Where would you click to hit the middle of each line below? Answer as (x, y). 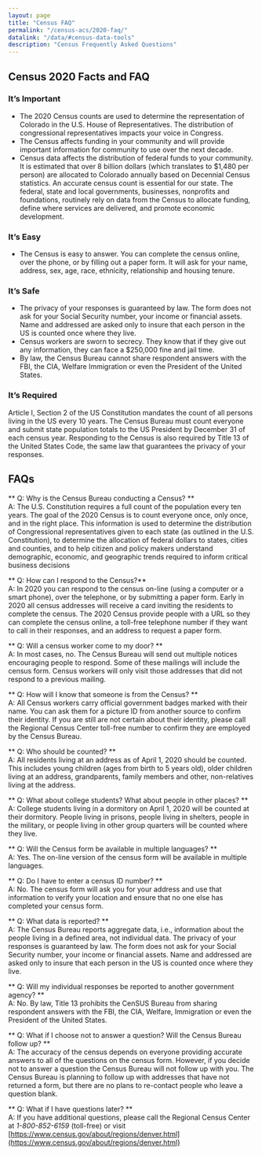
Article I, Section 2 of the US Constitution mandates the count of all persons (131, 412)
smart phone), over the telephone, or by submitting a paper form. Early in (126, 597)
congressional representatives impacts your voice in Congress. (121, 133)
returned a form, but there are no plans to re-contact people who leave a (126, 1085)
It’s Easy (25, 237)
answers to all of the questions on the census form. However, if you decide (129, 1060)
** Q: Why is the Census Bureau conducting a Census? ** (101, 498)
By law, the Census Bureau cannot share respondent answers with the (133, 358)
